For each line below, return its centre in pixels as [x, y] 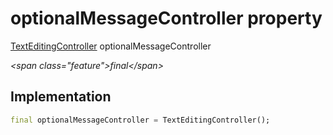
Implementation [61, 97]
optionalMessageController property [166, 18]
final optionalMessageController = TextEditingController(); [140, 120]
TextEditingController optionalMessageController [111, 46]
